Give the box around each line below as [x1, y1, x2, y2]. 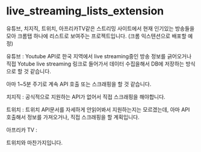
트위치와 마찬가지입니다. [6, 139, 63, 146]
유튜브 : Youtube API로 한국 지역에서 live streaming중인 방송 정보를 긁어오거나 [6, 52, 192, 59]
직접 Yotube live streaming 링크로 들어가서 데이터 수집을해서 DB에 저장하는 [6, 60, 185, 67]
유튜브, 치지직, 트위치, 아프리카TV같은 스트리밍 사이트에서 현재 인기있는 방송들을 [6, 25, 195, 32]
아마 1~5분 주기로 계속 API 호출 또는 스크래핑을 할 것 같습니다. [6, 80, 152, 88]
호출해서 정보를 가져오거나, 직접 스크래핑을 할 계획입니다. [6, 113, 140, 121]
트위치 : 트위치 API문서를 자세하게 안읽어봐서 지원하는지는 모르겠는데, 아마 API [6, 106, 190, 113]
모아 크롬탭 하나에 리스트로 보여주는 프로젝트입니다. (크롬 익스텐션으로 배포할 [6, 32, 187, 40]
